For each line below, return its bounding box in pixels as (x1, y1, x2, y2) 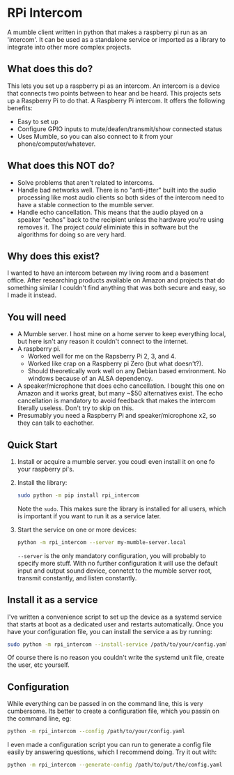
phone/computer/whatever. (17, 140, 96, 148)
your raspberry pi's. (17, 465, 75, 473)
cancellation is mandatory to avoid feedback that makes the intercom (17, 396, 216, 405)
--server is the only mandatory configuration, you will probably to (17, 551, 207, 559)
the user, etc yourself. (7, 661, 70, 669)
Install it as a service (7, 594, 98, 606)
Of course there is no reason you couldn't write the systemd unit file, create (7, 654, 224, 662)
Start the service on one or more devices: (17, 525, 137, 534)
